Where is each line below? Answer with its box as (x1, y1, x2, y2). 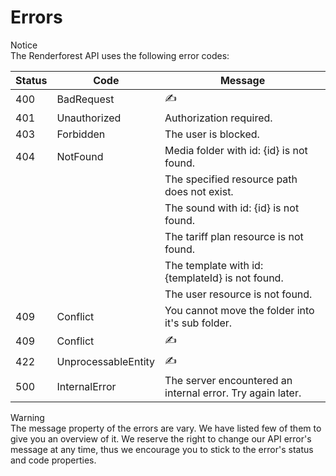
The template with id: (164, 258, 264, 272)
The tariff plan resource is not (164, 229, 304, 243)
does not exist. (164, 184, 234, 198)
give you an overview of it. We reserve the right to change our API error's (10, 432, 312, 445)
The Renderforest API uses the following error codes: (10, 49, 230, 61)
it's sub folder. (164, 316, 233, 330)
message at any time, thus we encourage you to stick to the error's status (10, 443, 314, 455)
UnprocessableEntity (56, 355, 156, 369)
